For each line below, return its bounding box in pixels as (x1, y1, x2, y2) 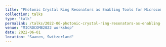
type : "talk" (5, 16, 32, 21)
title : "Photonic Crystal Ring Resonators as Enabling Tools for (5, 7, 142, 12)
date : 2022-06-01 (5, 30, 41, 35)
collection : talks (5, 12, 43, 17)
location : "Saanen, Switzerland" (5, 35, 74, 40)
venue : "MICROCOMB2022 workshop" (5, 25, 74, 30)
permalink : (5, 21, 28, 26)
